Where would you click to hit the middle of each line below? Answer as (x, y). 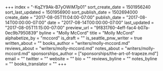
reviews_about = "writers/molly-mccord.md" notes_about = (64, 48)
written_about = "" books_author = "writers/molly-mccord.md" (68, 43)
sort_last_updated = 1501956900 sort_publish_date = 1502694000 (71, 12)
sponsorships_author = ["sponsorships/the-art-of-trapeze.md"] (95, 53)
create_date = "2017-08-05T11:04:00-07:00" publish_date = (65, 17)
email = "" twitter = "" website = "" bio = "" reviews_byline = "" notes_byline (81, 59)
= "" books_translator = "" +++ (36, 64)
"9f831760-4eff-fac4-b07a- (122, 28)
